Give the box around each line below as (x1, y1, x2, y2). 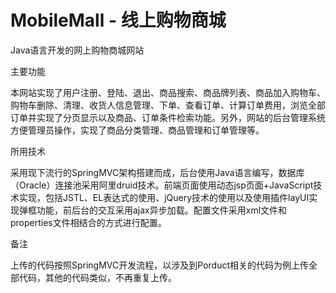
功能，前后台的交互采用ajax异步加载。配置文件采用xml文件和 (36, 204, 288, 216)
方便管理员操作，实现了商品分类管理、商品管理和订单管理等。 (10, 124, 265, 136)
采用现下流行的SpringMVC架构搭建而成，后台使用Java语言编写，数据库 (10, 166, 305, 178)
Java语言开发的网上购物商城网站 (10, 44, 145, 56)
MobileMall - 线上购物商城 (10, 9, 227, 32)
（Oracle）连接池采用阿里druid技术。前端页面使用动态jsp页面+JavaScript (10, 179, 314, 191)
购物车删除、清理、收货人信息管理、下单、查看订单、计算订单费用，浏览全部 (10, 99, 326, 111)
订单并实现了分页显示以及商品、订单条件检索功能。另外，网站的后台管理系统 (10, 111, 326, 123)
